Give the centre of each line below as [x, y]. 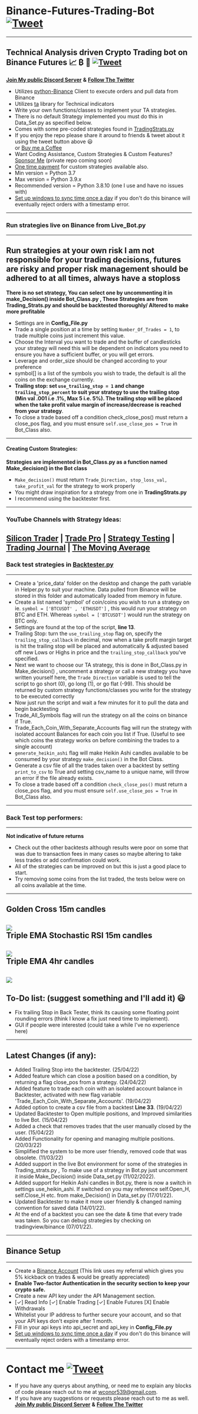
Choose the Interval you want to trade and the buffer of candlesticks [98, 342]
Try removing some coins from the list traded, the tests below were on [100, 879]
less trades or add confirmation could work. [68, 860]
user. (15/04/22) [34, 1133]
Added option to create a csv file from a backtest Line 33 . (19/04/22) [98, 1108]
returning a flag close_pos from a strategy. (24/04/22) [80, 1082]
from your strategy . [39, 411]
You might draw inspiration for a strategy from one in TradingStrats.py [100, 493]
